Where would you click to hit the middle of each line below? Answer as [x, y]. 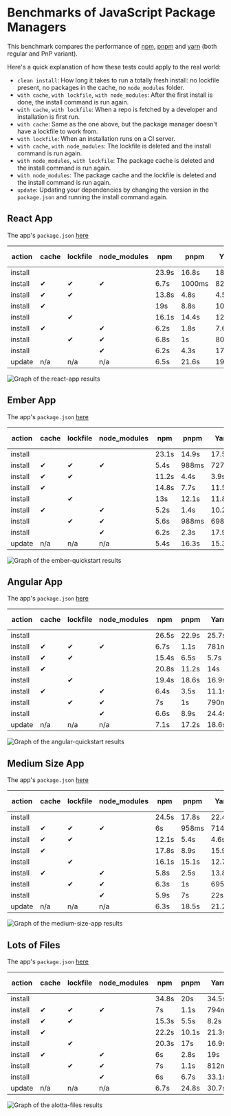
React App [30, 219]
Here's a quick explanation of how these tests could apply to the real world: [114, 67]
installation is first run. [48, 116]
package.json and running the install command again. [92, 197]
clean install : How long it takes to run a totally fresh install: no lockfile [118, 80]
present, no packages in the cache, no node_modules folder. [100, 87]
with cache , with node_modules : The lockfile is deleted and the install [114, 146]
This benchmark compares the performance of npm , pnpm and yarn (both [112, 46]
